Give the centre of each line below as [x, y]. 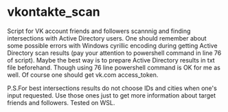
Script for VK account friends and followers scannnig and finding [99, 31]
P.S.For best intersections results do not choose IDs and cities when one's [112, 88]
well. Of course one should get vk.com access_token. [83, 75]
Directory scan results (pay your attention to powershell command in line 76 [114, 53]
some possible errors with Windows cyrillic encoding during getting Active [112, 45]
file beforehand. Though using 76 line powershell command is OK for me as [114, 67]
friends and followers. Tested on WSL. [61, 102]
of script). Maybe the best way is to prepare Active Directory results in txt [111, 60]
